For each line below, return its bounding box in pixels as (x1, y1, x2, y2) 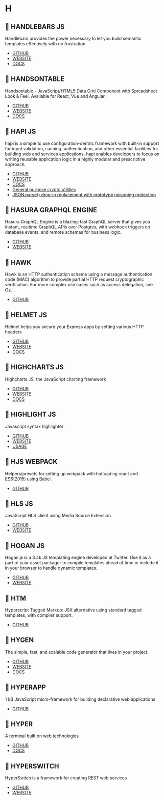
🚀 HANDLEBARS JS (5, 23, 65, 31)
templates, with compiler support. (5, 612, 73, 618)
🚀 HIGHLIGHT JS (5, 411, 56, 419)
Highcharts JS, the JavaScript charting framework (5, 376, 106, 382)
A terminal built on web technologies (5, 733, 79, 739)
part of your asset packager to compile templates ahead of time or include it (5, 560, 159, 566)
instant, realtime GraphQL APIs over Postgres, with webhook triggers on (5, 224, 150, 230)
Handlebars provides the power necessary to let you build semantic (5, 35, 141, 41)
